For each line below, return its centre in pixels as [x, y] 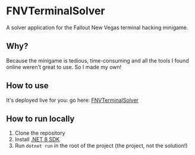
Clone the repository [40, 133]
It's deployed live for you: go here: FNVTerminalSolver [72, 100]
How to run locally [40, 118]
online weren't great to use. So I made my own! [64, 67]
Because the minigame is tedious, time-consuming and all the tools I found [97, 60]
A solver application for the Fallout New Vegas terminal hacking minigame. [97, 27]
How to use [27, 86]
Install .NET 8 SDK [37, 139]
